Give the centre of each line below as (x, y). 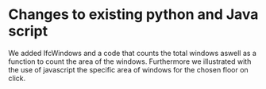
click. (17, 78)
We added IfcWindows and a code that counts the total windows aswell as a (132, 53)
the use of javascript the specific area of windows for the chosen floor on (128, 69)
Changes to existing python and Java (133, 15)
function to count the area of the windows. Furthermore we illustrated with (130, 61)
